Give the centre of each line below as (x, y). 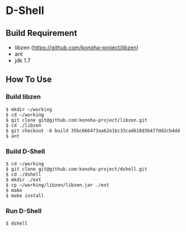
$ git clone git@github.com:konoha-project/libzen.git (77, 120)
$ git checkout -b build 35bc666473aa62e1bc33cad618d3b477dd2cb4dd (93, 131)
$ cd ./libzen (24, 125)
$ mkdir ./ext (24, 180)
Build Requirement (41, 33)
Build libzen (23, 97)
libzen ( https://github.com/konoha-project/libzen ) (77, 47)
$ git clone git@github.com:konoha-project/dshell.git (77, 169)
